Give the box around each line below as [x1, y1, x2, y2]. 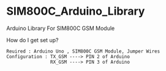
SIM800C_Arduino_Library [6, 4, 145, 18]
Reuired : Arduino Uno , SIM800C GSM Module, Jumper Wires [6, 48, 160, 54]
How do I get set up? [6, 36, 59, 43]
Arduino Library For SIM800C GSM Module [6, 24, 115, 32]
